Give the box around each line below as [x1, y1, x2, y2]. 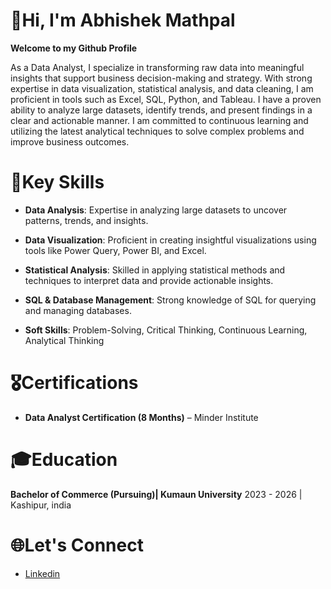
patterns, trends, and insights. [24, 214, 149, 226]
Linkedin [24, 567, 61, 579]
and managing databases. [24, 304, 132, 316]
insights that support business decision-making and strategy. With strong [10, 72, 313, 84]
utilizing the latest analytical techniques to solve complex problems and [10, 125, 305, 137]
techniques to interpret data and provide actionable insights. [24, 274, 274, 286]
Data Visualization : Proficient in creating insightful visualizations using [24, 234, 317, 246]
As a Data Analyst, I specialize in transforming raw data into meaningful [10, 61, 305, 73]
